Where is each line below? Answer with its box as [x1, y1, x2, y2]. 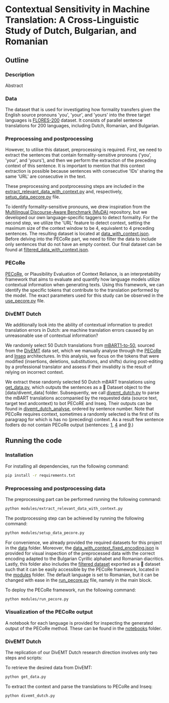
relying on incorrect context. [5, 369, 65, 375]
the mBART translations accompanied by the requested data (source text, [5, 395, 158, 401]
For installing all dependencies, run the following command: [5, 463, 130, 469]
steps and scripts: [5, 655, 43, 661]
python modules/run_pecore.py [5, 596, 69, 601]
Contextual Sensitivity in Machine [5, 4, 150, 15]
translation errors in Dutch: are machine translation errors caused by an [5, 327, 154, 333]
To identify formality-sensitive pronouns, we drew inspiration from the [5, 204, 150, 210]
